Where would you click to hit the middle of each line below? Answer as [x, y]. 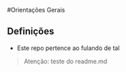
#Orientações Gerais [36, 10]
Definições [31, 31]
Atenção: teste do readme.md [65, 61]
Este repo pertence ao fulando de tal [68, 48]
